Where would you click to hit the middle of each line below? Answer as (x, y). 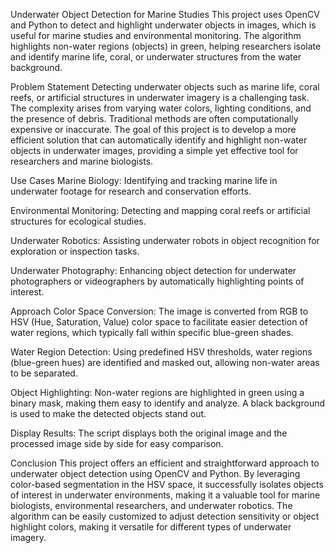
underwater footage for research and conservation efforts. (131, 191)
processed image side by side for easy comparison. (117, 443)
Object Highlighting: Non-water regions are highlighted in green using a (157, 392)
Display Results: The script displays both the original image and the (149, 433)
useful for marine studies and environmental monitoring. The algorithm (156, 35)
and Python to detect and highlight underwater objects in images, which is (163, 25)
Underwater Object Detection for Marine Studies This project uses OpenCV (165, 14)
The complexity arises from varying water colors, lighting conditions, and (161, 108)
